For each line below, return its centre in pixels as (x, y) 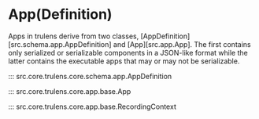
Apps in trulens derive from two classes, (74, 36)
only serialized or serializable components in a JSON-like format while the (128, 52)
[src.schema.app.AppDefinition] (60, 44)
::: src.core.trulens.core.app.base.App (70, 91)
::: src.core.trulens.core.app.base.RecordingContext (92, 106)
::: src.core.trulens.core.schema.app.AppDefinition (90, 76)
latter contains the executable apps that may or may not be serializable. (124, 61)
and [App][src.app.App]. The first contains (182, 44)
